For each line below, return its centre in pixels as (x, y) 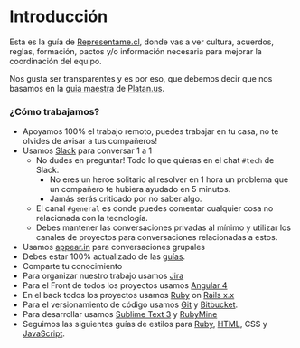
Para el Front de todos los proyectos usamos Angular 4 (125, 285)
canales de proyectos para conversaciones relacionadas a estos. (157, 237)
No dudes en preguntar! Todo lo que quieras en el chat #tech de (155, 160)
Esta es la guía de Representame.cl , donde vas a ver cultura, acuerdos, (141, 42)
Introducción (59, 17)
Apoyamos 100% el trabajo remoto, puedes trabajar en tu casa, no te (150, 131)
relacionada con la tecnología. (92, 218)
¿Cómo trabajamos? (55, 111)
